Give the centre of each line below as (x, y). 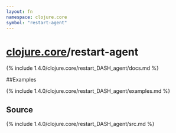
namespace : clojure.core (37, 17)
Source (20, 110)
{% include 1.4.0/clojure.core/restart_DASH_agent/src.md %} (80, 124)
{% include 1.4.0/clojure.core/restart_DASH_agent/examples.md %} (88, 91)
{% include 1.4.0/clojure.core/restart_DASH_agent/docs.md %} (83, 68)
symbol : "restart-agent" (37, 22)
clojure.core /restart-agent (72, 52)
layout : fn (19, 12)
